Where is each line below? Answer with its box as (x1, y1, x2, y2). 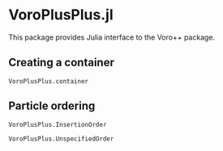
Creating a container (8, 56, 115, 69)
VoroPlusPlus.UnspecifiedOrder (8, 135, 114, 143)
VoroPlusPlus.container (8, 77, 89, 86)
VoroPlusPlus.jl (8, 6, 114, 24)
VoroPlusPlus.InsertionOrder (8, 120, 107, 128)
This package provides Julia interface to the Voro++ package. (8, 32, 216, 42)
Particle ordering (8, 99, 96, 113)
